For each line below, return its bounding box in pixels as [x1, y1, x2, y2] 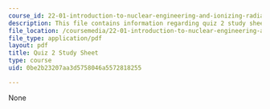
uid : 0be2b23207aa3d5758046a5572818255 [8, 64, 142, 72]
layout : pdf [8, 42, 48, 50]
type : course [8, 57, 52, 65]
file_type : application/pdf [8, 34, 103, 42]
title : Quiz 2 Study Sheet [8, 49, 99, 57]
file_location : [8, 26, 59, 34]
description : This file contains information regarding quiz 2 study [8, 19, 247, 27]
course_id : [8, 11, 45, 20]
